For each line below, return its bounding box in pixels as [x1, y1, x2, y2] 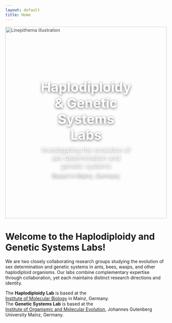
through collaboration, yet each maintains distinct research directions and [5, 274, 161, 281]
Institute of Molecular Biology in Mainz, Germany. [5, 295, 109, 302]
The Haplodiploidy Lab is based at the [5, 290, 87, 296]
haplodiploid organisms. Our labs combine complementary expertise [5, 269, 150, 275]
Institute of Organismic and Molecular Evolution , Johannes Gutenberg [5, 306, 153, 312]
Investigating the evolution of [41, 145, 131, 154]
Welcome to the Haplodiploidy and [5, 230, 155, 242]
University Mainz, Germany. [5, 312, 64, 318]
